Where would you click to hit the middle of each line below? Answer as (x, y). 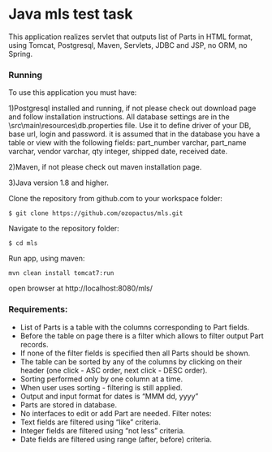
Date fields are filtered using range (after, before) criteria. (116, 439)
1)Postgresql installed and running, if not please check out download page (132, 108)
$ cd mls (23, 243)
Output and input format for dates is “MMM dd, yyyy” (109, 396)
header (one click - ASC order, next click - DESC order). (114, 370)
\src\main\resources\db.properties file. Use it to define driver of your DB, (130, 126)
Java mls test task (71, 14)
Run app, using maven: (47, 258)
